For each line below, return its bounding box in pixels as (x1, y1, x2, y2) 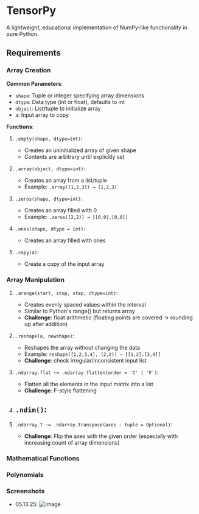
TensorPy (6, 4, 57, 18)
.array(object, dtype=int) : (15, 165, 85, 172)
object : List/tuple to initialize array (15, 105, 102, 112)
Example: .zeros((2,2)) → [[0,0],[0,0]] (24, 213, 128, 220)
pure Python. (6, 30, 39, 37)
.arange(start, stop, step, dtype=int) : (15, 289, 118, 296)
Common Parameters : (6, 80, 63, 87)
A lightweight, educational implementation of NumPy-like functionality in (6, 24, 187, 31)
